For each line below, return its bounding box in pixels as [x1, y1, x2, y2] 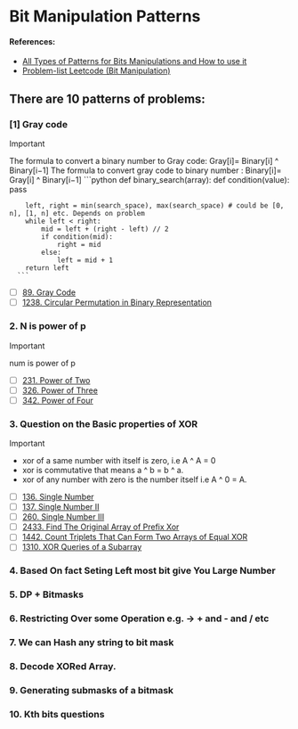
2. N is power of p [9, 320, 86, 332]
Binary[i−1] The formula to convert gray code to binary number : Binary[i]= [9, 165, 282, 176]
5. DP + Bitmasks [9, 588, 85, 601]
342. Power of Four [21, 395, 93, 405]
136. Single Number [21, 491, 95, 502]
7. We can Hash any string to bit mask [9, 636, 174, 649]
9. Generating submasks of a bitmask [9, 684, 174, 696]
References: [9, 36, 56, 46]
